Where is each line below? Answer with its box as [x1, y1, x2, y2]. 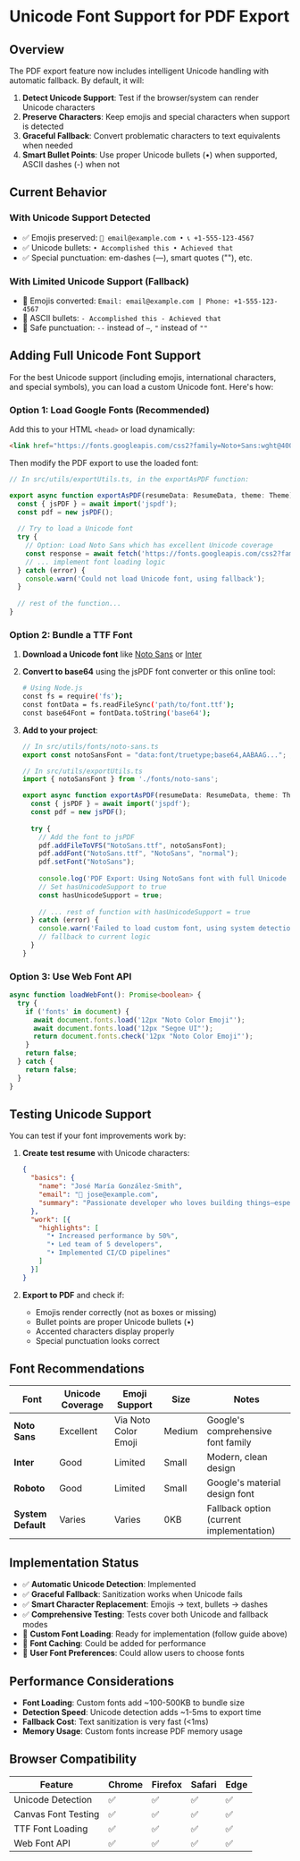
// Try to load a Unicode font [17, 524, 134, 533]
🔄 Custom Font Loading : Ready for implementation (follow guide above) [21, 1628, 288, 1639]
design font [206, 1488, 254, 1500]
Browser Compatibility [9, 1752, 137, 1767]
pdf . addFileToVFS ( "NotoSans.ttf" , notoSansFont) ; [38, 841, 227, 850]
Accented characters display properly [35, 1326, 175, 1337]
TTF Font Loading [13, 1823, 88, 1835]
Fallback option [206, 1502, 271, 1515]
